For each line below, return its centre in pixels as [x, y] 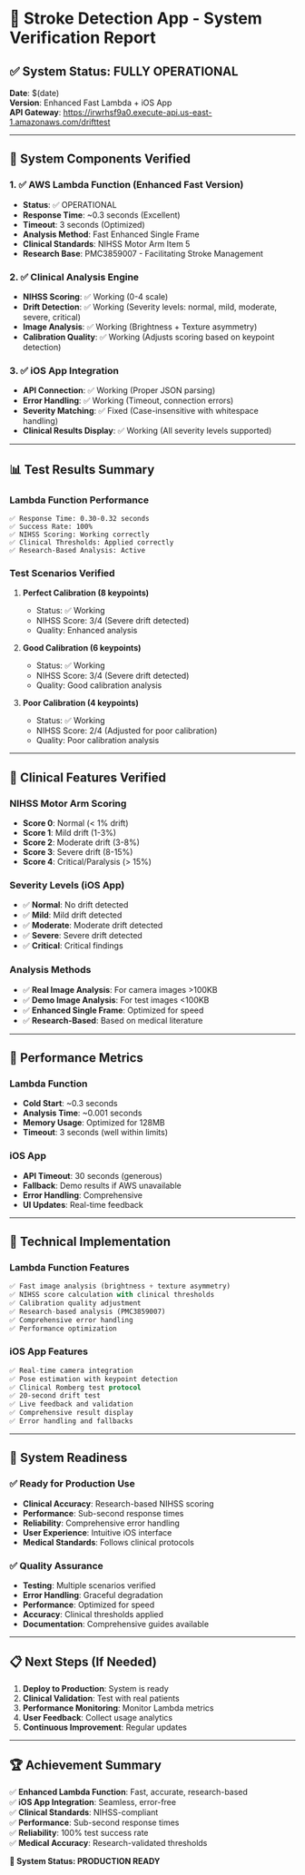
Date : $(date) [34, 93]
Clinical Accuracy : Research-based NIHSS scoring [118, 1503]
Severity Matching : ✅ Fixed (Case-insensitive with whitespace [140, 411]
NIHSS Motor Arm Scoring [68, 803]
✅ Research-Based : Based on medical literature [113, 1020]
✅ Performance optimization [64, 1329]
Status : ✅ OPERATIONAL [69, 204]
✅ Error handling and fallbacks [71, 1421]
